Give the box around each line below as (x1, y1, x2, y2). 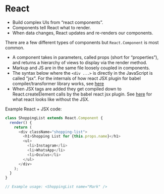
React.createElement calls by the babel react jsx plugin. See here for (12, 91, 152, 97)
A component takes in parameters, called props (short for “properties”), (12, 54, 159, 60)
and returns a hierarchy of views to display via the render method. (12, 59, 147, 65)
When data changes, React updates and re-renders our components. (12, 30, 154, 36)
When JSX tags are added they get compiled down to (12, 86, 122, 92)
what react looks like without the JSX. (12, 96, 90, 102)
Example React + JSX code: (5, 106, 62, 112)
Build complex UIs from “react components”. (12, 19, 103, 25)
